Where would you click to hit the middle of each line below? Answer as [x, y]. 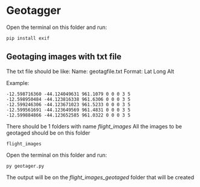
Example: [18, 83]
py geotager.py [25, 166]
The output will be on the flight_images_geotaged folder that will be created [100, 177]
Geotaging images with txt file [64, 57]
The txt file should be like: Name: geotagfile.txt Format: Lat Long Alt [90, 71]
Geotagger [34, 11]
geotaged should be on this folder [48, 133]
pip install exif [28, 38]
